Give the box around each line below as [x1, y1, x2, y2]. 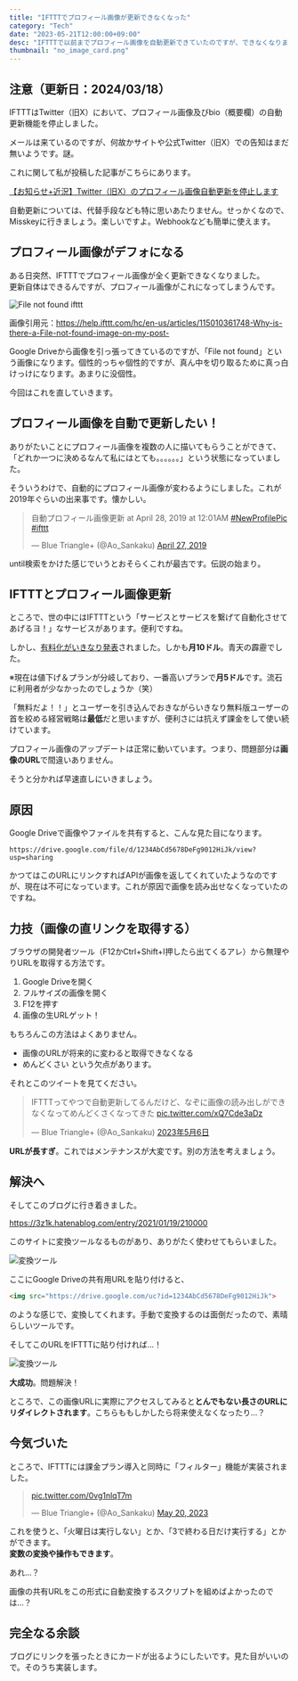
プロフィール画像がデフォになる [9, 244, 185, 260]
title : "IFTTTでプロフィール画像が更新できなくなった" [9, 12, 191, 22]
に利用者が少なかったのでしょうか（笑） [9, 683, 157, 694]
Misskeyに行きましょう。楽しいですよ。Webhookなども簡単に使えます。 [9, 216, 276, 227]
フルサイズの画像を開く [21, 987, 109, 998]
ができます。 [9, 1537, 56, 1547]
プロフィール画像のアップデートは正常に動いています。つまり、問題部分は [9, 744, 281, 754]
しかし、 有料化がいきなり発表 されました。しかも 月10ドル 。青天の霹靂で [9, 642, 276, 653]
